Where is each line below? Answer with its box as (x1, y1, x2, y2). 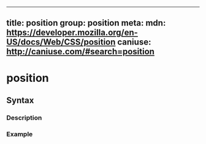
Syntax (6, 95, 34, 106)
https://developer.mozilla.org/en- (6, 27, 138, 38)
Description (6, 113, 42, 122)
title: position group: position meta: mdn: (6, 18, 166, 28)
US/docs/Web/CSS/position (6, 37, 116, 48)
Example (6, 129, 33, 138)
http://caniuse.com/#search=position (6, 46, 155, 57)
